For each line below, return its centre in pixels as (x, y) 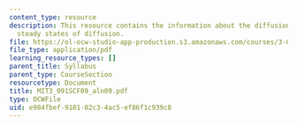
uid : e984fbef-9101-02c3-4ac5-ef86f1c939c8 (91, 107)
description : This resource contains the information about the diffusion (150, 26)
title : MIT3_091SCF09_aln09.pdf (69, 91)
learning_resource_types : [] (63, 58)
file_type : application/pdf (61, 50)
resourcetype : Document (53, 83)
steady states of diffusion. (71, 33)
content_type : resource (53, 17)
